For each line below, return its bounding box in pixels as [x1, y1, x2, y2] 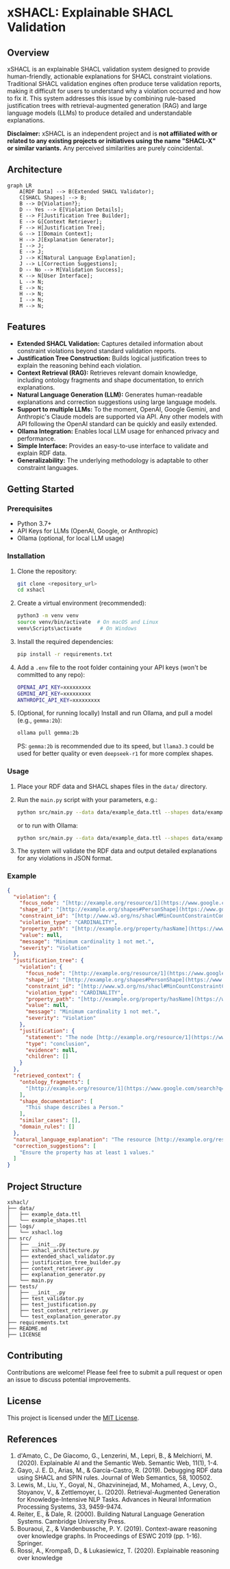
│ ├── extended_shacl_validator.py [7, 1253, 115, 1260]
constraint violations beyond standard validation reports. [16, 346, 177, 355]
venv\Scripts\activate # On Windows [16, 625, 137, 632]
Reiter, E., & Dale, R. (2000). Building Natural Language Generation [16, 1510, 205, 1518]
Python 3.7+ [16, 520, 52, 528]
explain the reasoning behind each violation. [16, 361, 142, 369]
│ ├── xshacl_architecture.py [7, 1247, 99, 1254]
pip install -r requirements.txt [16, 651, 113, 658]
